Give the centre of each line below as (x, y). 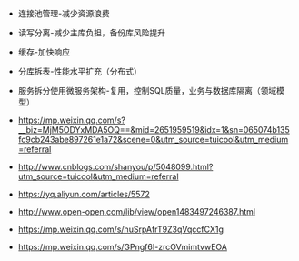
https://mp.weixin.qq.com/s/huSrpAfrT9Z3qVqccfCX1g (121, 229)
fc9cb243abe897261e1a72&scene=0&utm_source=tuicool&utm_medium (153, 140)
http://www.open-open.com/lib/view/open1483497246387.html (137, 211)
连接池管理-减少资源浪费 (64, 13)
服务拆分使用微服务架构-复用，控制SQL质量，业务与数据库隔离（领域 (147, 90)
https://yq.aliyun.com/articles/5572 (84, 194)
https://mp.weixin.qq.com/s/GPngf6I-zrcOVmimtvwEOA (122, 247)
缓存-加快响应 (44, 52)
